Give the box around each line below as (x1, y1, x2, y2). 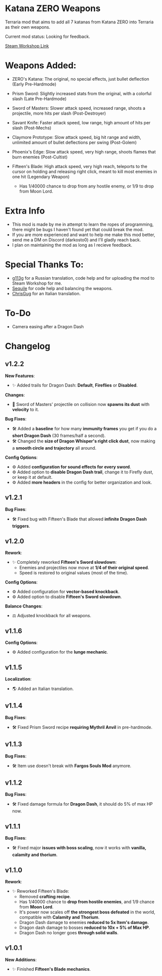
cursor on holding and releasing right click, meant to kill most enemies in (12, 168, 158, 174)
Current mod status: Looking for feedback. (5, 34, 91, 39)
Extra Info (5, 205, 45, 217)
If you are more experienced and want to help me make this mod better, (12, 232, 155, 237)
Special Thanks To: (5, 259, 84, 270)
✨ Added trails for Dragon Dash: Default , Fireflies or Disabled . (12, 382, 138, 388)
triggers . (12, 523, 31, 529)
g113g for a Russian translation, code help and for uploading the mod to (12, 275, 155, 281)
